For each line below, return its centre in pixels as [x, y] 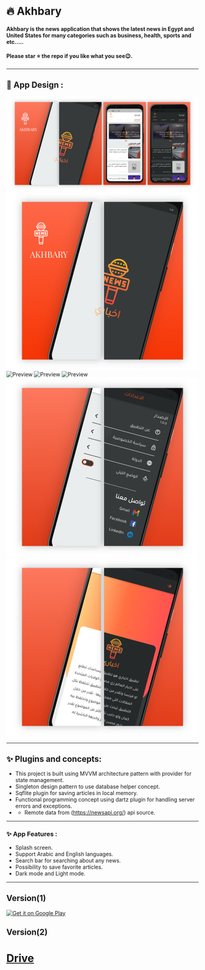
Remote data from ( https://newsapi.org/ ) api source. [90, 813]
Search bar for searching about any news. [68, 860]
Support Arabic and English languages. [64, 854]
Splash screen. [34, 847]
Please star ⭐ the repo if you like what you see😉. [70, 56]
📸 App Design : [35, 85]
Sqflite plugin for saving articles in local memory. [77, 793]
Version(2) [27, 932]
